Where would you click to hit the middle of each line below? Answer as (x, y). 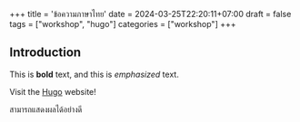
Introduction (45, 53)
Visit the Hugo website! (53, 91)
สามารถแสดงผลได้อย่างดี (46, 109)
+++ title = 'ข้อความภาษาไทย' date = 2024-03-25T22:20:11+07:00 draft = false (150, 14)
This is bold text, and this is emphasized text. (94, 74)
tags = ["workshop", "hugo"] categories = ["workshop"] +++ (123, 24)
